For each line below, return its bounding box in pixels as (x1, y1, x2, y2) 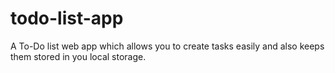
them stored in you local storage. (10, 50, 147, 62)
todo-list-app (10, 7, 124, 30)
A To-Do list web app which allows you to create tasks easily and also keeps (10, 40, 325, 52)
